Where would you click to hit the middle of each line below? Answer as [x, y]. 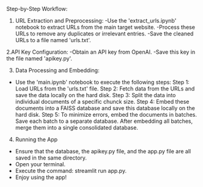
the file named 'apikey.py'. [39, 58]
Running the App [36, 139]
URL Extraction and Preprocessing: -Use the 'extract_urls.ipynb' [96, 20]
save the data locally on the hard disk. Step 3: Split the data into [95, 95]
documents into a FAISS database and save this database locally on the [105, 108]
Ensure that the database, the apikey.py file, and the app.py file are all [103, 151]
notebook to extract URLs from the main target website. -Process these [105, 27]
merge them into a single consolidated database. [77, 127]
